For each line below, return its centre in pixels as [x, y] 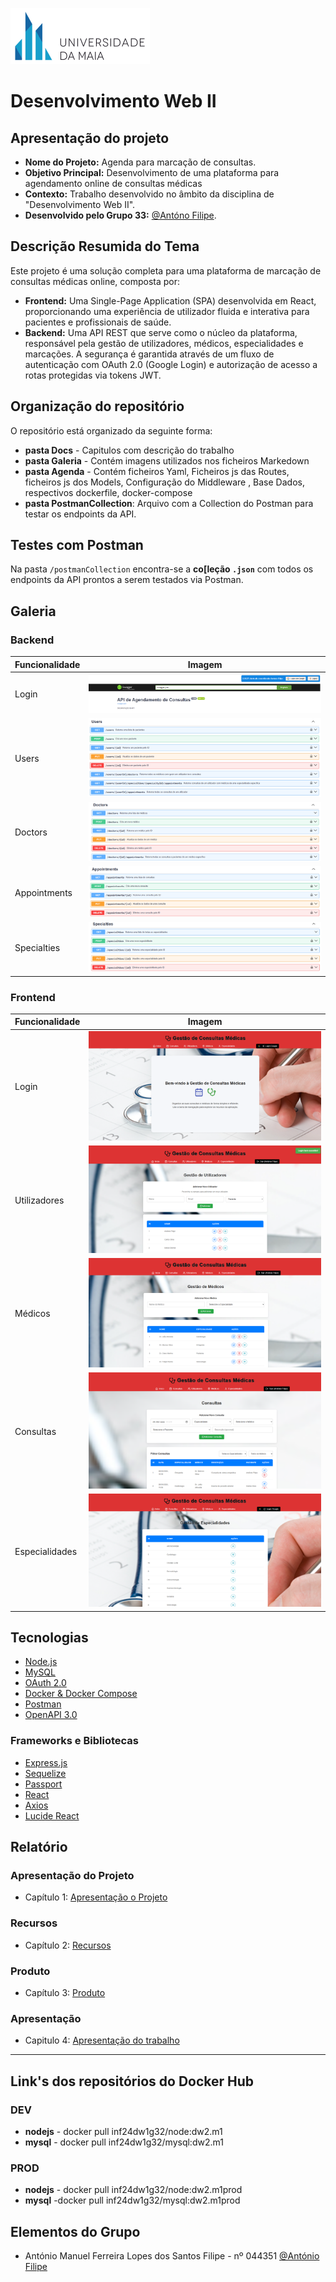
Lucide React [52, 1815]
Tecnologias [49, 1638]
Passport [43, 1784]
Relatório [39, 1847]
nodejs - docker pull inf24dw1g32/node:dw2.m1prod [133, 2190]
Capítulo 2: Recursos [68, 1945]
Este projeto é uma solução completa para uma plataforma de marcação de [166, 270]
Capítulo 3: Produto [65, 1993]
